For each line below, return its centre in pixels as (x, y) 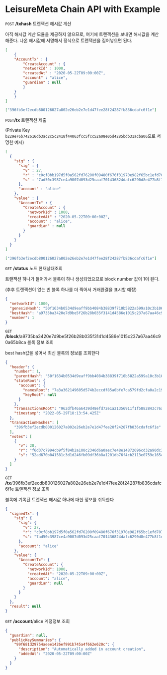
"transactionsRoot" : (35, 409)
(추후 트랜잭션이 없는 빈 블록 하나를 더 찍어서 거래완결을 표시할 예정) (71, 290)
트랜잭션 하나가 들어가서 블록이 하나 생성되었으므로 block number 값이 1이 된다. (83, 279)
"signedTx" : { (24, 513)
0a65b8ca (16, 342)
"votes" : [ (21, 436)
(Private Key (18, 130)
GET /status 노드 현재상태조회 (34, 269)
